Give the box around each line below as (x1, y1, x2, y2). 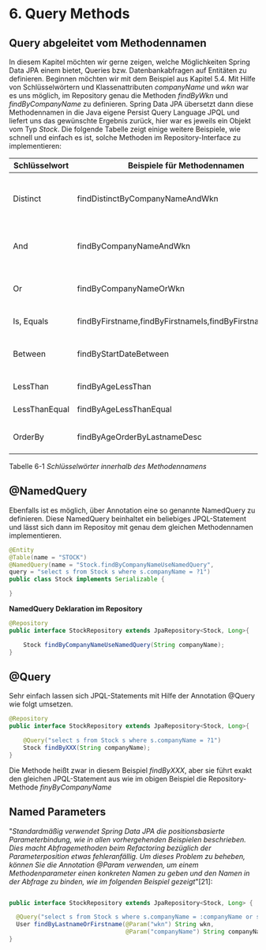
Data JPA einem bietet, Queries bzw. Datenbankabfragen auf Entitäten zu (9, 66, 247, 75)
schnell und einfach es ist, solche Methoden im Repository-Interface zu (9, 133, 242, 142)
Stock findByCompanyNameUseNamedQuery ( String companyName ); (23, 641, 225, 649)
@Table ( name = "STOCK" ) (9, 553, 88, 562)
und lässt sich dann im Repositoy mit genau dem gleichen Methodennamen (9, 522, 253, 532)
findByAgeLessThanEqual (77, 404, 172, 414)
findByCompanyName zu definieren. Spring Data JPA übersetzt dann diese (9, 100, 253, 108)
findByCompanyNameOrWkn (77, 283, 185, 293)
